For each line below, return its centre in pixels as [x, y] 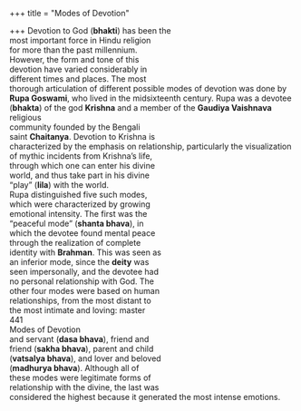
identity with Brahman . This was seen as [85, 252]
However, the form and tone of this [74, 59]
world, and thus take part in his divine [79, 175]
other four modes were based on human [85, 291]
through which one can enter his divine [83, 166]
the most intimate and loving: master [78, 310]
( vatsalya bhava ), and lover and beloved [85, 358]
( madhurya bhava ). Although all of [74, 368]
